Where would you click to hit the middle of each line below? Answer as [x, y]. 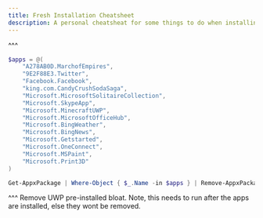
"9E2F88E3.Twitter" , [56, 74]
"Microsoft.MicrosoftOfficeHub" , [77, 118]
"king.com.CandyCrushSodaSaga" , [75, 89]
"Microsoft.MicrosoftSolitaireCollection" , [94, 96]
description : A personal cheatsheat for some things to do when [115, 23]
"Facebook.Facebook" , [57, 82]
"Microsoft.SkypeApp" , [59, 103]
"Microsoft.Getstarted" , [63, 140]
